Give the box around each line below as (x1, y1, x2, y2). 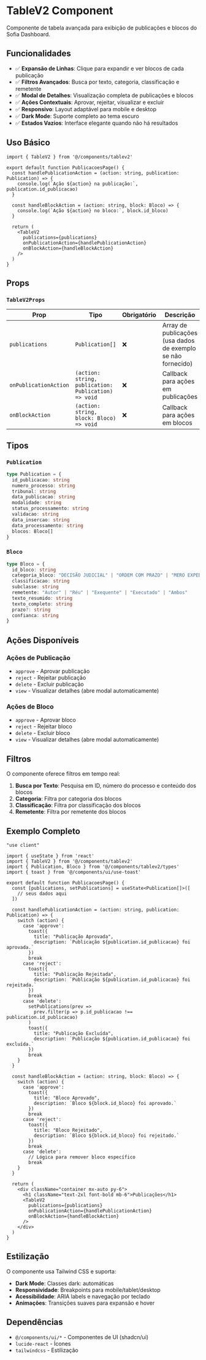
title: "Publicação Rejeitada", (33, 971, 116, 977)
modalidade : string (12, 500, 62, 506)
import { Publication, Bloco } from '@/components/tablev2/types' (6, 863, 180, 870)
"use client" (6, 842, 40, 848)
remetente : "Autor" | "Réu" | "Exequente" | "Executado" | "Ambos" (12, 589, 188, 596)
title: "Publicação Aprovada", (33, 934, 114, 940)
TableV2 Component (6, 4, 113, 18)
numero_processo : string (12, 482, 75, 489)
